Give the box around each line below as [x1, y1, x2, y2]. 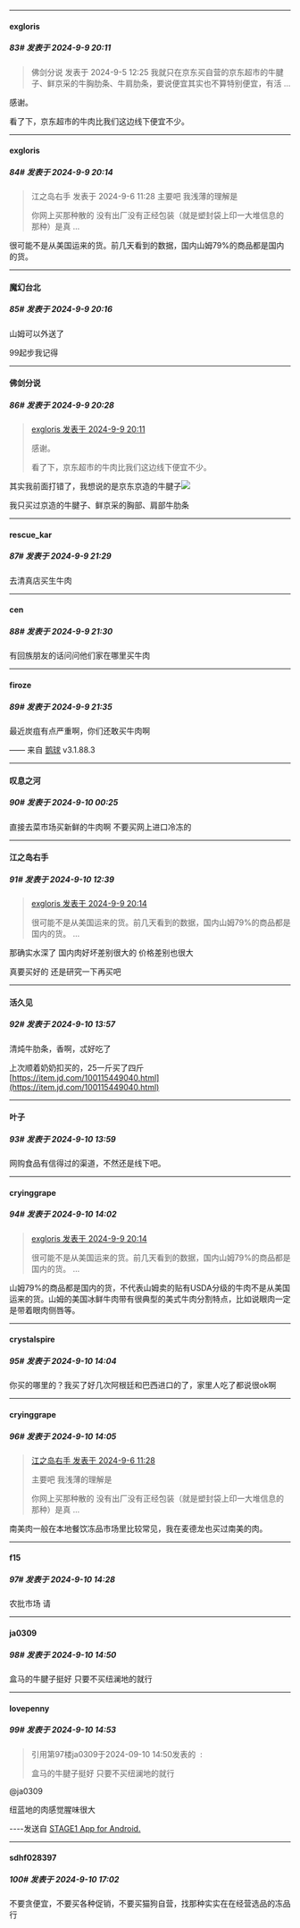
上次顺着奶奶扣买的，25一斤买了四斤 [9, 1062, 145, 1073]
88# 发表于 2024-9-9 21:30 [9, 627, 113, 636]
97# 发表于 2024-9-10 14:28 [9, 1574, 116, 1585]
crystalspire [9, 1334, 55, 1345]
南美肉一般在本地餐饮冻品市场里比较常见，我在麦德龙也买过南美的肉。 [9, 1523, 268, 1534]
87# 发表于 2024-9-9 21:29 [9, 551, 112, 561]
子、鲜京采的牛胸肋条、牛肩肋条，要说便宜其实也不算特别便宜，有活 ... [30, 78, 291, 88]
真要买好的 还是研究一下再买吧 [9, 966, 121, 977]
